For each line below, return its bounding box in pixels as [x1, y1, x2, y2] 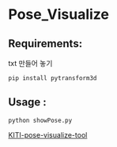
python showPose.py [8, 116, 73, 124]
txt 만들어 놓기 [8, 59, 53, 68]
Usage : [8, 96, 47, 109]
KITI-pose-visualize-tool [8, 130, 88, 139]
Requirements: [8, 37, 83, 50]
